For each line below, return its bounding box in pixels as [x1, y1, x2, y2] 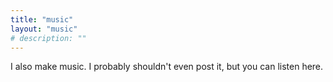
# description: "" [10, 33, 87, 43]
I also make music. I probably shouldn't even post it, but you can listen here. [10, 61, 324, 73]
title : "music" [10, 14, 74, 25]
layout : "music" [10, 24, 78, 34]
